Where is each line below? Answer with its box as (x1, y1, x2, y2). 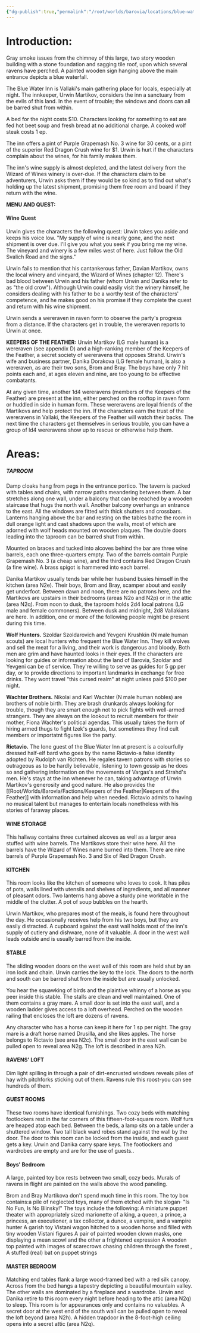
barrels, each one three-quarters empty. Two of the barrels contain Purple (6, 550, 189, 558)
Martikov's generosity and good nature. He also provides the (6, 781, 155, 788)
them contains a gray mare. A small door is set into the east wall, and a (6, 999, 180, 1006)
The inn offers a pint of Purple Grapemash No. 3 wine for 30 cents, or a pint (6, 140, 192, 147)
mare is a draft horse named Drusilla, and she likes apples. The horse (6, 1030, 176, 1037)
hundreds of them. (6, 1082, 52, 1089)
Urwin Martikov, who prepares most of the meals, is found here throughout (6, 910, 189, 917)
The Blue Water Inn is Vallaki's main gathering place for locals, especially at (6, 85, 192, 92)
